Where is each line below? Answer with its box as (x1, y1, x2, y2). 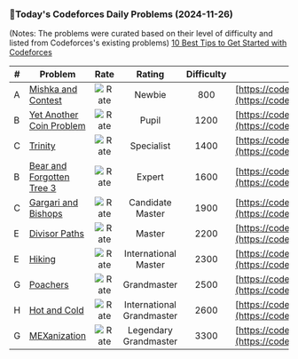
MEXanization (28, 330, 87, 342)
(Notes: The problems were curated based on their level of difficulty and (9, 28, 273, 39)
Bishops (28, 208, 64, 220)
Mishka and (28, 84, 78, 96)
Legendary (127, 324, 173, 337)
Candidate (128, 196, 172, 209)
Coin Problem (28, 120, 86, 132)
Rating (136, 68, 165, 81)
